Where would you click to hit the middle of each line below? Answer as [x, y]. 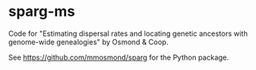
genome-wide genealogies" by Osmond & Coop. [88, 41]
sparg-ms [42, 12]
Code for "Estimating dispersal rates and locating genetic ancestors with [128, 33]
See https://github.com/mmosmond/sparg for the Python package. [119, 57]
